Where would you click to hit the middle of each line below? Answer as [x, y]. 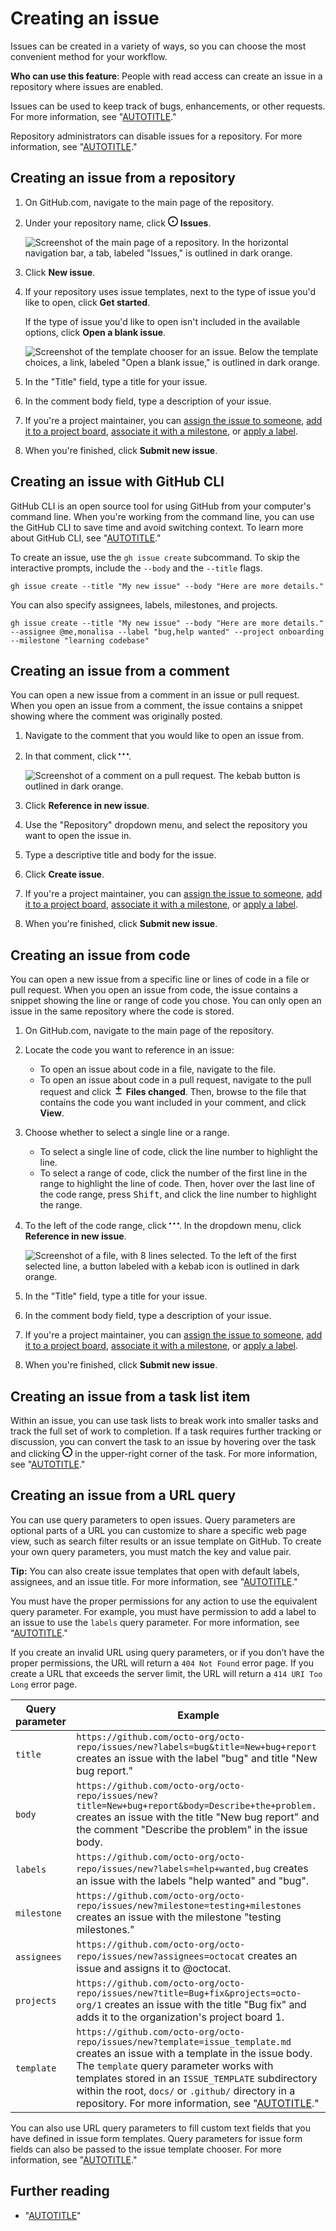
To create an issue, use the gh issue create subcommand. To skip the [155, 557]
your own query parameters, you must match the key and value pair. [151, 1551]
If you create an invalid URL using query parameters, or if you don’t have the [167, 1652]
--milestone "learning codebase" [80, 640]
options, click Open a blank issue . [95, 332]
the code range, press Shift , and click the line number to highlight [178, 1194]
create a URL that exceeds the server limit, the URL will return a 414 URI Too [166, 1673]
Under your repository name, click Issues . [118, 223]
